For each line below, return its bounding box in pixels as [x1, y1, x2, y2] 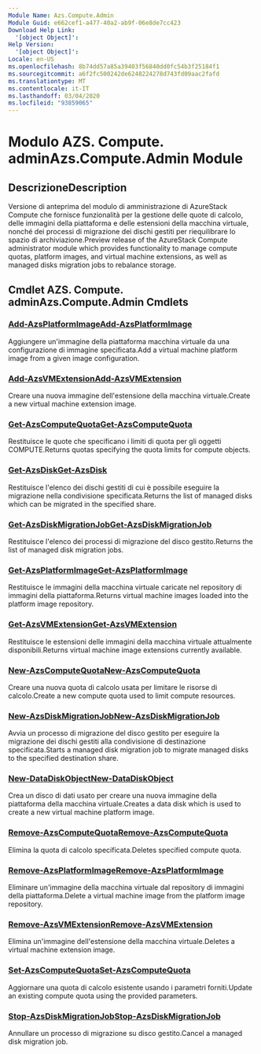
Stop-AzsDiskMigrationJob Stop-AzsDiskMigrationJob [8, 1011, 222, 1022]
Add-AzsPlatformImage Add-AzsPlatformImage [8, 319, 193, 330]
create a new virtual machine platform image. [8, 807, 155, 817]
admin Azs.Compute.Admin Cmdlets [8, 296, 189, 309]
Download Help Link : [8, 26, 76, 34]
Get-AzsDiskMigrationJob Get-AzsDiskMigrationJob [8, 519, 212, 530]
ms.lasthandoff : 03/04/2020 [8, 92, 101, 100]
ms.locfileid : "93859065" [8, 99, 93, 107]
